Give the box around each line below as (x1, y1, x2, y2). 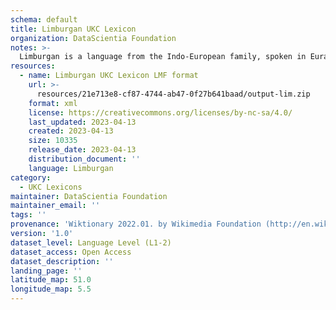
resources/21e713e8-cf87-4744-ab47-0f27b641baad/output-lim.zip (36, 89, 311, 99)
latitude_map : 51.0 (10, 275, 92, 285)
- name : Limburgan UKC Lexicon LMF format (19, 71, 199, 81)
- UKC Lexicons (19, 182, 83, 192)
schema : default (10, 14, 78, 25)
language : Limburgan (28, 163, 114, 173)
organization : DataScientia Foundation (10, 33, 177, 43)
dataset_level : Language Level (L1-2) (10, 237, 172, 248)
